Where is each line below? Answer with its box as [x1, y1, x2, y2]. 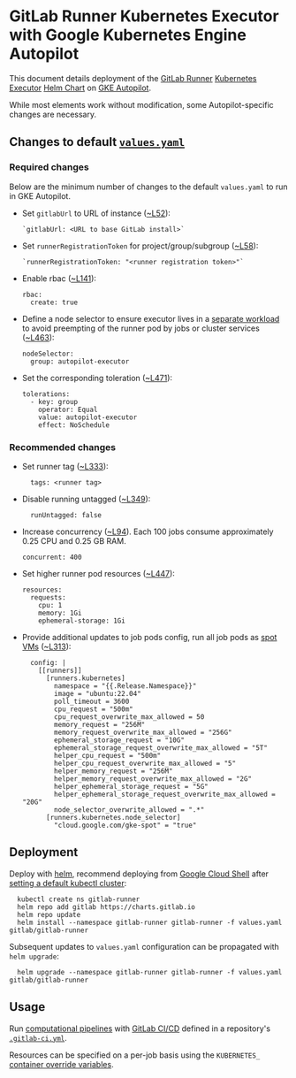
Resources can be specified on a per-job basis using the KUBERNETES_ [9, 1050, 261, 1060]
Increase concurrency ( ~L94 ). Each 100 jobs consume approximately [21, 526, 274, 537]
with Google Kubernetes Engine [9, 25, 247, 45]
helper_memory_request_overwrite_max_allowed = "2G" [54, 774, 253, 784]
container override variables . [9, 1059, 114, 1069]
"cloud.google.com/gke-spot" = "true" [54, 821, 197, 830]
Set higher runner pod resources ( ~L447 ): [21, 568, 175, 578]
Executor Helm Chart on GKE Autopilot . [9, 82, 152, 93]
